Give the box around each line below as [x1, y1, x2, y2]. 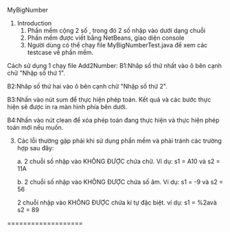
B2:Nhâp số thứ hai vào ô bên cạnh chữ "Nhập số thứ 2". [7, 82, 168, 90]
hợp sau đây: [16, 144, 54, 152]
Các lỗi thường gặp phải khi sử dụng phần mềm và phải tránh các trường [16, 137, 222, 145]
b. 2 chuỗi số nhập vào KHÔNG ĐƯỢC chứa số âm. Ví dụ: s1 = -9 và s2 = [16, 178, 224, 186]
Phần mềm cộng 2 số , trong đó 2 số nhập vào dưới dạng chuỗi [27, 27, 206, 34]
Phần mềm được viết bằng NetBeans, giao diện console [27, 34, 185, 42]
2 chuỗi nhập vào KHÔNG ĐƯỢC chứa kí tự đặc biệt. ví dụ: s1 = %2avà [16, 198, 218, 207]
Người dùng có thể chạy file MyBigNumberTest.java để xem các [27, 41, 208, 49]
